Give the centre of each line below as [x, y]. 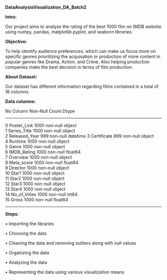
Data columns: [21, 101]
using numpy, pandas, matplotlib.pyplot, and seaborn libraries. [69, 32]
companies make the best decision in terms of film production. [69, 67]
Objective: [16, 41]
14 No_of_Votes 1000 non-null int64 [42, 194]
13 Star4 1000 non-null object [35, 189]
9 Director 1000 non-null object [37, 168]
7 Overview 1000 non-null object [39, 157]
